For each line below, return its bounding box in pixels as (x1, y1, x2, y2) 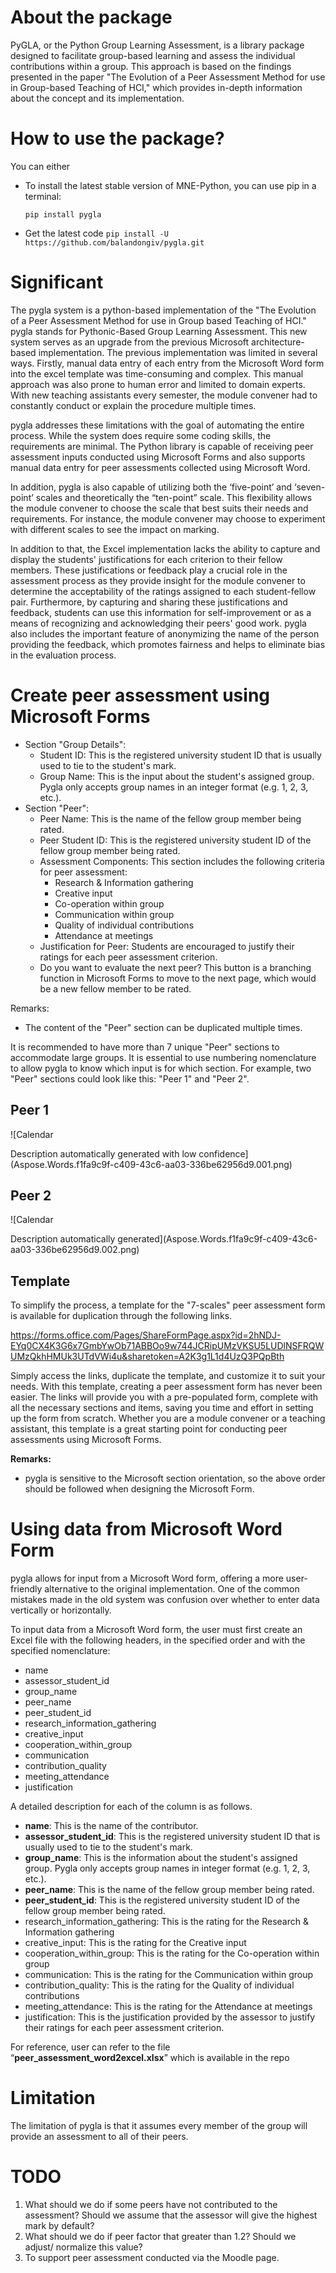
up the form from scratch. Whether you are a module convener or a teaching (10, 1412, 326, 1425)
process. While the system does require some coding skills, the (10, 429, 272, 441)
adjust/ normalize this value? (24, 2241, 143, 2253)
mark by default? (24, 2220, 95, 2231)
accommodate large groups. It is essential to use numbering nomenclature (10, 1051, 317, 1063)
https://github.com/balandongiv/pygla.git (24, 237, 205, 248)
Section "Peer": (24, 802, 90, 814)
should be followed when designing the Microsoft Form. (24, 1483, 255, 1495)
